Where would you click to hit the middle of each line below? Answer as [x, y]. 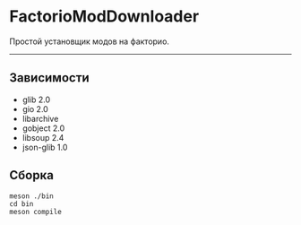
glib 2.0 [36, 100]
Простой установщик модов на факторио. [90, 41]
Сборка [31, 175]
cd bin [21, 203]
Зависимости [49, 78]
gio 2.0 [35, 108]
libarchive [40, 118]
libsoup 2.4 [43, 137]
